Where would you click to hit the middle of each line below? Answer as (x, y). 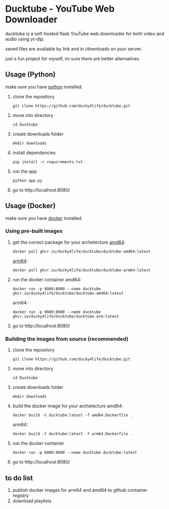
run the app (24, 171)
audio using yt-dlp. (25, 39)
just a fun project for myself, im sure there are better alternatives (72, 58)
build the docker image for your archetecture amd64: (68, 406)
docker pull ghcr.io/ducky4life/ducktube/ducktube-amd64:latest (81, 251)
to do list (19, 478)
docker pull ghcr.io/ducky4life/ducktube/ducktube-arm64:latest (81, 270)
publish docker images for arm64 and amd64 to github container (80, 490)
